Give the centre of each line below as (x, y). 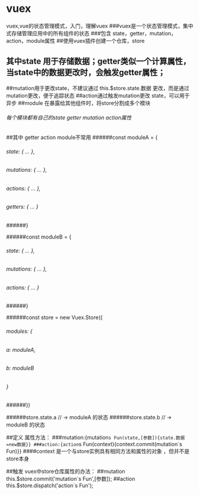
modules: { (19, 331)
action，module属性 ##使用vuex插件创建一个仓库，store (75, 41)
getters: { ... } (22, 207)
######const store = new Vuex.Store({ (54, 317)
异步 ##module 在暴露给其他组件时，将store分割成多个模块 (78, 103)
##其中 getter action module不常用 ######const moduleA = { (82, 137)
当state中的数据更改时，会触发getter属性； (86, 72)
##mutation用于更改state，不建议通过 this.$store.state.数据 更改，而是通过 (98, 88)
